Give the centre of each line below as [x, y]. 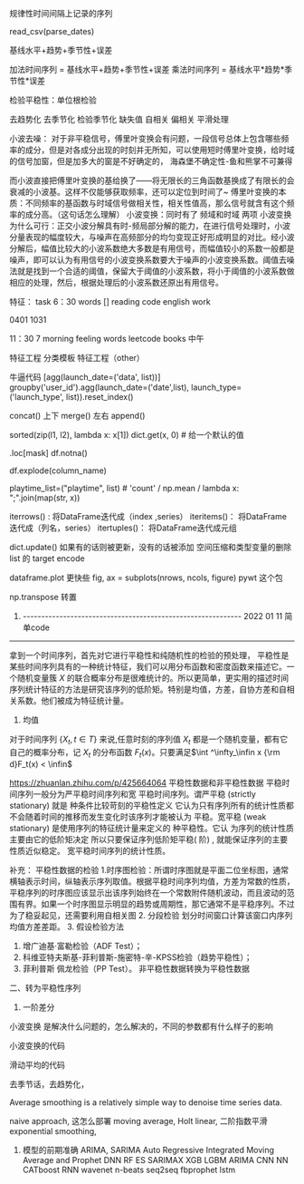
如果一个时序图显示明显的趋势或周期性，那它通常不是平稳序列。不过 [167, 904]
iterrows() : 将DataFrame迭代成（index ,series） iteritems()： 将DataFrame [148, 516]
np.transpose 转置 [43, 597]
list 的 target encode [47, 558]
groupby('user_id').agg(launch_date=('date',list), [100, 387]
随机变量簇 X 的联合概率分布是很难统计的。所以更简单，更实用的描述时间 [153, 678]
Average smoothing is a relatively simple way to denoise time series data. [146, 1102]
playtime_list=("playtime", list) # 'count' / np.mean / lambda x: [124, 488]
